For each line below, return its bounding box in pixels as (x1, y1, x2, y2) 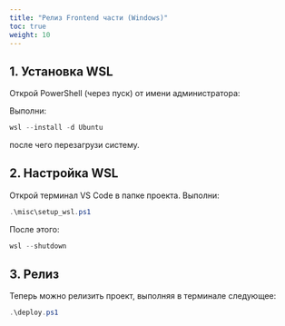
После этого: (9, 223, 60, 234)
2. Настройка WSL (9, 165, 119, 182)
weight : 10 (9, 30, 51, 39)
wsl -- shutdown (9, 242, 67, 251)
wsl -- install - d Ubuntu (9, 123, 103, 133)
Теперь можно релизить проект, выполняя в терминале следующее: (9, 291, 277, 301)
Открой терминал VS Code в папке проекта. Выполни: (9, 190, 220, 201)
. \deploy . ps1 (9, 308, 59, 318)
